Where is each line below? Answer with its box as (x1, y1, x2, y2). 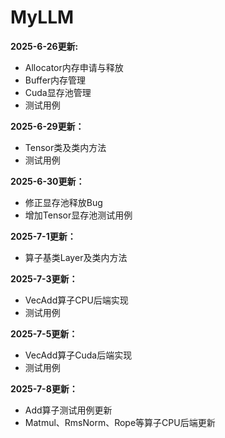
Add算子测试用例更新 (24, 404, 113, 416)
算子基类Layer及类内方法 (24, 251, 128, 263)
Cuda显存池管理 (24, 86, 92, 98)
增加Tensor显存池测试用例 (24, 209, 133, 221)
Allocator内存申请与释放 (24, 61, 124, 73)
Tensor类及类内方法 (24, 141, 107, 153)
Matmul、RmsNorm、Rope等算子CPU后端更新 (24, 416, 216, 428)
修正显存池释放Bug (24, 196, 103, 208)
